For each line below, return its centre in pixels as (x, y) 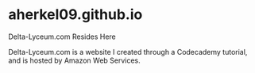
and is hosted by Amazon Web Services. (74, 60)
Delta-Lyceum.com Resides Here (62, 36)
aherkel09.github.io (75, 15)
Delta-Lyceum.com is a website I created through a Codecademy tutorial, (128, 52)
